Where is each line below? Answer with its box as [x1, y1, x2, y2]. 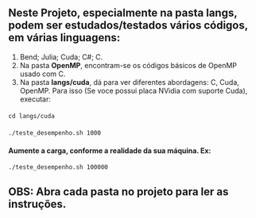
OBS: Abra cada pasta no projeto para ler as [8, 185, 229, 198]
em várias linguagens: [8, 31, 121, 44]
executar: [19, 94, 52, 104]
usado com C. [19, 69, 66, 78]
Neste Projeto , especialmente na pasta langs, [8, 6, 238, 20]
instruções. [8, 197, 67, 211]
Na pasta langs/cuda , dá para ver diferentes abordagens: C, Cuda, [19, 77, 240, 86]
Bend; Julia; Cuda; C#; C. [19, 52, 103, 62]
